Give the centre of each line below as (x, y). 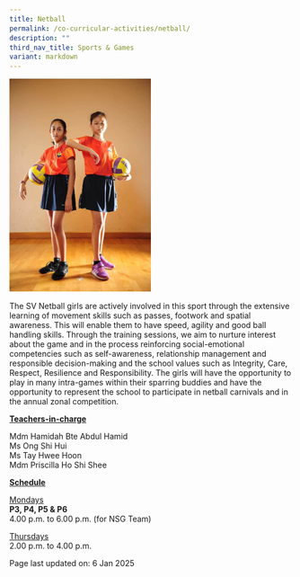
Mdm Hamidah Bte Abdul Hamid (69, 437)
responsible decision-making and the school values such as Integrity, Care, (149, 363)
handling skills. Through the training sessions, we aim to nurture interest (143, 335)
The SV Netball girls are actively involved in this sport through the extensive (150, 306)
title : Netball (38, 19)
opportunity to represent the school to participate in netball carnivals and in (149, 392)
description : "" (40, 38)
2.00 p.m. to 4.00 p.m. (51, 546)
